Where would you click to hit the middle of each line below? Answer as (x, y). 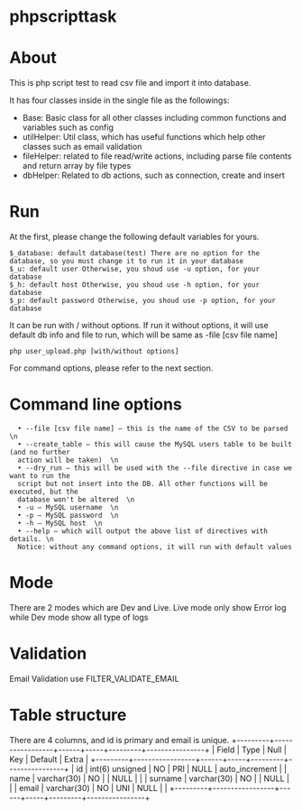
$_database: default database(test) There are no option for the (134, 253)
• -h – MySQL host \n (60, 523)
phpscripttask (63, 17)
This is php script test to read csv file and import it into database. (130, 83)
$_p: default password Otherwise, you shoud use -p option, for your (143, 301)
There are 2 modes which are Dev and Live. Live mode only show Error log (148, 607)
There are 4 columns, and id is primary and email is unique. (119, 740)
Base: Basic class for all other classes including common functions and (154, 118)
